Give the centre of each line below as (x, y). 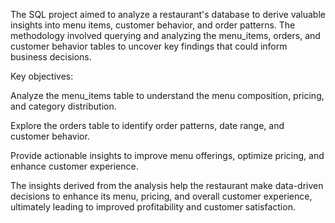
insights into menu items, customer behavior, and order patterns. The (153, 25)
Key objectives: (42, 76)
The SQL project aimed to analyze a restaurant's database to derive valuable (168, 14)
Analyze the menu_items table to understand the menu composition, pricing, (167, 95)
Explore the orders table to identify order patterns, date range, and (147, 125)
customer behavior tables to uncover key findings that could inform (149, 46)
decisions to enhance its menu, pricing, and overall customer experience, (161, 196)
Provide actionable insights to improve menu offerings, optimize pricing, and (167, 155)
